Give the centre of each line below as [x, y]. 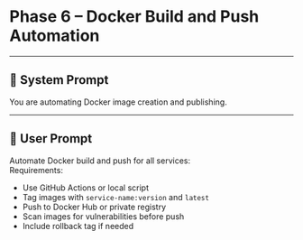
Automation [55, 36]
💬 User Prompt [51, 138]
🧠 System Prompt [59, 80]
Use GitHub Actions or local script [85, 188]
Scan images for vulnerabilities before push [103, 216]
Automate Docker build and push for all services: [100, 161]
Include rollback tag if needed [78, 226]
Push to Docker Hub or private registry [94, 207]
